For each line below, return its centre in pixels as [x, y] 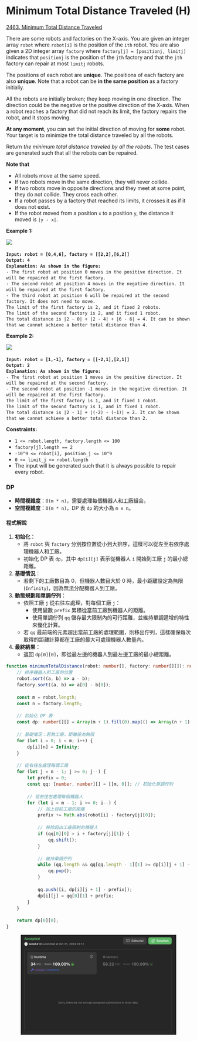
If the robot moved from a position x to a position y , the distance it [94, 213]
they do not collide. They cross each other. [66, 194]
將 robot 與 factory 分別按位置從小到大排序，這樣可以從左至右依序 [104, 544]
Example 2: [20, 336]
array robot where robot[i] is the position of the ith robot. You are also [93, 45]
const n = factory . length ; [50, 703]
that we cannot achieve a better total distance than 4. [77, 325]
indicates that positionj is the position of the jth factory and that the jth [94, 57]
